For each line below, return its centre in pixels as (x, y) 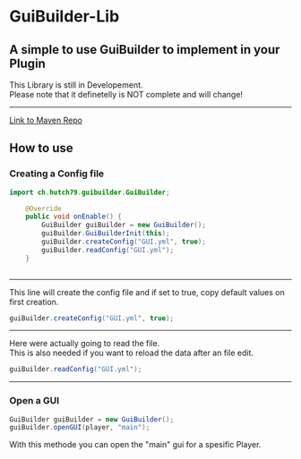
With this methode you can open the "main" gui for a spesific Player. (135, 445)
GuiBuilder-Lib (64, 17)
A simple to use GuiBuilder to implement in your (145, 50)
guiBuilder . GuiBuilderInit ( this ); (106, 234)
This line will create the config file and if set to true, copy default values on (147, 292)
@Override (44, 208)
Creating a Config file (57, 174)
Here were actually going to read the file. (85, 344)
